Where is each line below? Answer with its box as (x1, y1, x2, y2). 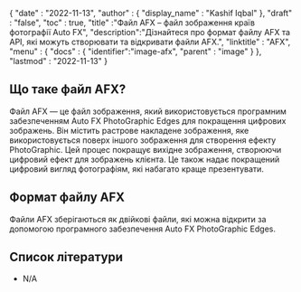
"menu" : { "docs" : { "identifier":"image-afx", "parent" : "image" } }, (9, 46, 262, 57)
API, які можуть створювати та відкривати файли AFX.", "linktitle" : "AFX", (9, 36, 291, 47)
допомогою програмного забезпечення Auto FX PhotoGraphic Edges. (9, 223, 276, 234)
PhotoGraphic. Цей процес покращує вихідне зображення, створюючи (9, 144, 282, 155)
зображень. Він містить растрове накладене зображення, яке (9, 125, 249, 136)
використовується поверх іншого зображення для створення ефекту (9, 135, 277, 146)
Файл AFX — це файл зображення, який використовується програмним (9, 106, 287, 117)
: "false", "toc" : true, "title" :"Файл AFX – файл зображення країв (9, 17, 256, 28)
